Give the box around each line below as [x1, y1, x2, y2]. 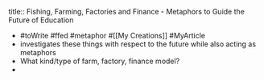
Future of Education [8, 15, 74, 25]
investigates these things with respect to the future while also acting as [19, 39, 256, 49]
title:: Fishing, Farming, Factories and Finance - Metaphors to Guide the [8, 7, 245, 16]
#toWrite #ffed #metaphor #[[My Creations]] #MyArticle [19, 31, 206, 40]
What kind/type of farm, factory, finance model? [19, 56, 180, 66]
